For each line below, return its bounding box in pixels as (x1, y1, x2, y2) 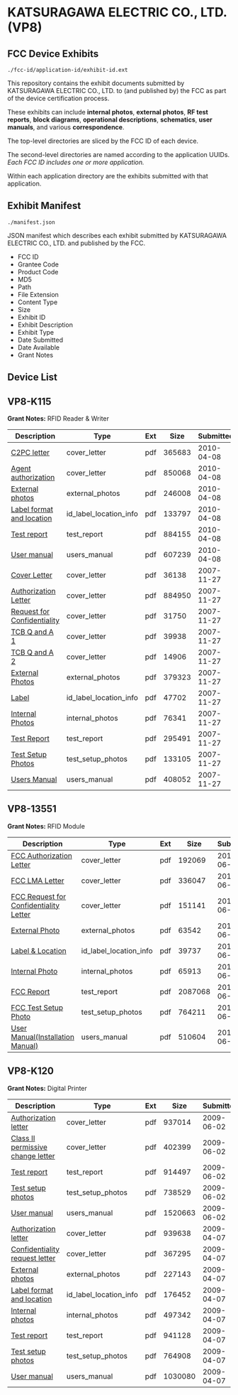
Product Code (17, 267, 59, 276)
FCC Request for (11, 891, 67, 901)
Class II (11, 1133, 35, 1143)
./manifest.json (7, 218, 55, 226)
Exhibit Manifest (7, 200, 81, 212)
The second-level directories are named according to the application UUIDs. (7, 151, 230, 158)
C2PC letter (11, 448, 50, 458)
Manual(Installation (11, 1032, 74, 1042)
